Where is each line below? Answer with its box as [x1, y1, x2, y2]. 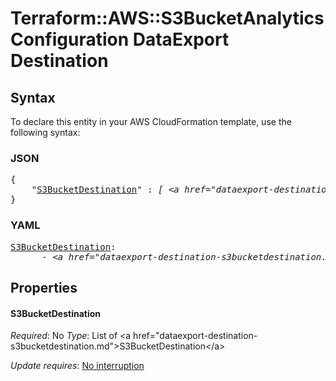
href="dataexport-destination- [133, 330, 258, 342]
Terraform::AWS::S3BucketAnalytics [10, 7, 325, 30]
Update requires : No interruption [10, 360, 145, 372]
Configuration [10, 28, 130, 51]
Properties [10, 279, 78, 296]
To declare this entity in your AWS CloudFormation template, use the [10, 116, 292, 127]
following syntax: [10, 127, 81, 138]
